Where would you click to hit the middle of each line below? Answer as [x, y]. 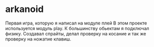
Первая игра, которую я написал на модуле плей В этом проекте [76, 23]
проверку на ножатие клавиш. [38, 39]
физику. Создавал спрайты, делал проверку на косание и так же [76, 33]
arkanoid [25, 9]
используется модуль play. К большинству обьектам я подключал [77, 28]
